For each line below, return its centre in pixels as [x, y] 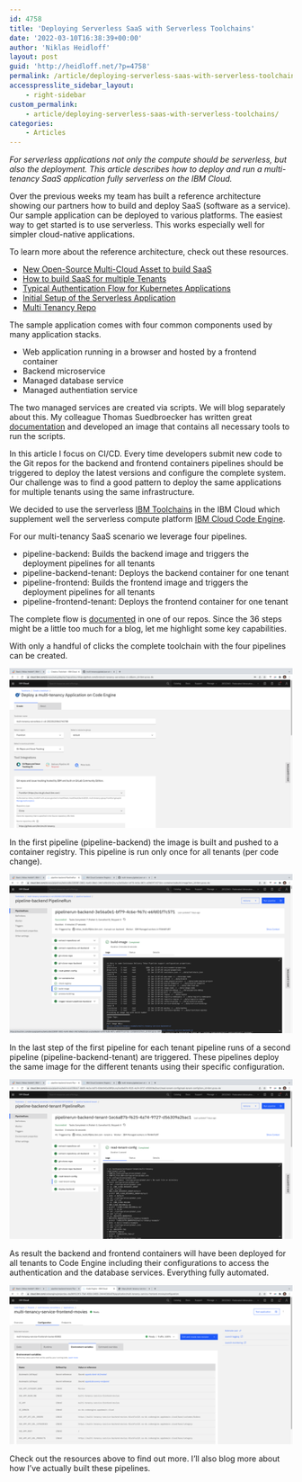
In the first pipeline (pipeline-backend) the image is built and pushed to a [144, 842]
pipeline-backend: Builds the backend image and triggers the [136, 554]
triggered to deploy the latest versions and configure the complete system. [148, 473]
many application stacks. [55, 335]
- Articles [46, 133]
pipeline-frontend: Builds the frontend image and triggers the [135, 583]
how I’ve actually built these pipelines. [80, 1469]
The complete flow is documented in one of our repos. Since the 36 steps [146, 619]
